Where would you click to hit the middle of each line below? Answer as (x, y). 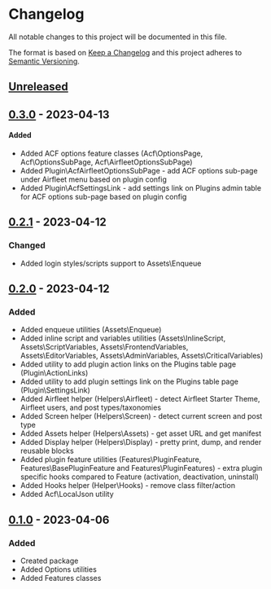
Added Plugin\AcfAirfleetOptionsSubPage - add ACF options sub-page (139, 170)
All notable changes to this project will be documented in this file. (118, 37)
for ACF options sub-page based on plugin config (103, 196)
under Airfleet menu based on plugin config (93, 179)
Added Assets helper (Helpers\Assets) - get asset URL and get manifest (141, 433)
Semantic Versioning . (44, 61)
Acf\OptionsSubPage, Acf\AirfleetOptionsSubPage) (106, 162)
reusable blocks (47, 451)
